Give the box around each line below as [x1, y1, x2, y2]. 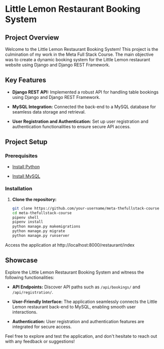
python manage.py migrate [12, 229, 65, 233]
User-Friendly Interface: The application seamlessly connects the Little [12, 299, 158, 304]
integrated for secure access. [12, 324, 72, 329]
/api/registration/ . [12, 289, 53, 295]
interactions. [12, 309, 38, 315]
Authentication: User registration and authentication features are [12, 318, 144, 324]
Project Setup [5, 138, 48, 146]
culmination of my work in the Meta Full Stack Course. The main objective [5, 51, 154, 57]
